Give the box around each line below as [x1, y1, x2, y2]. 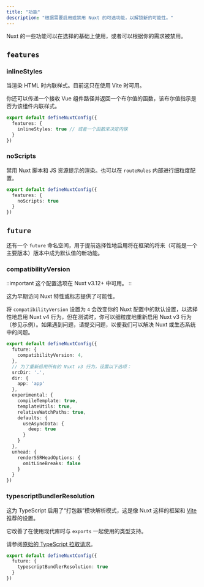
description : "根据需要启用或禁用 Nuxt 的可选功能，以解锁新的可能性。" [6, 15, 173, 21]
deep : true [28, 426, 56, 432]
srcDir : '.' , [12, 369, 45, 375]
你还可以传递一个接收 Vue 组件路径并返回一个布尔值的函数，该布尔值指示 [6, 95, 191, 102]
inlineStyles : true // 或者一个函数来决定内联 [17, 126, 128, 132]
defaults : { [17, 414, 48, 421]
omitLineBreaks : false [22, 460, 81, 466]
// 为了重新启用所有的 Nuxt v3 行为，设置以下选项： [12, 364, 132, 370]
